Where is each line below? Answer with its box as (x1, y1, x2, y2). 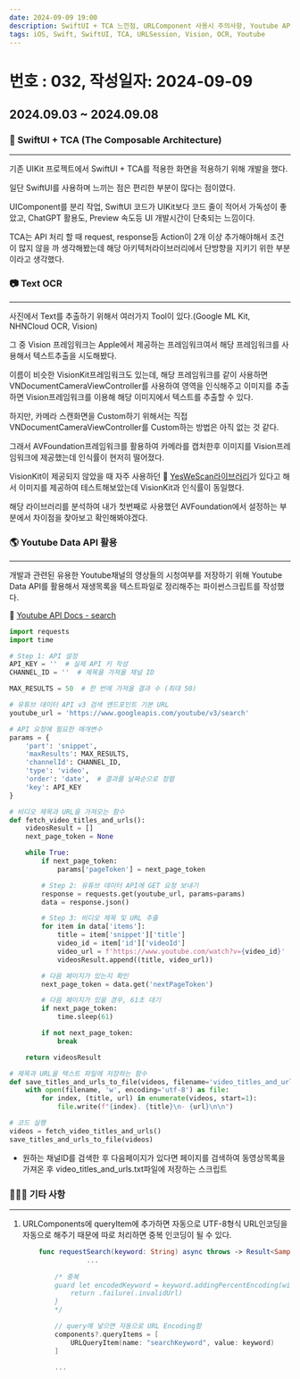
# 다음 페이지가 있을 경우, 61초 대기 (41, 996, 162, 1005)
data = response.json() (41, 898, 129, 907)
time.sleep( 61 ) (56, 1013, 114, 1022)
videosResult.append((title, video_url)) (56, 955, 214, 965)
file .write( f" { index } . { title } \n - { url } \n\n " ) (56, 1102, 234, 1112)
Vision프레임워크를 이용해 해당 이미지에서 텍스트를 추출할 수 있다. (25, 391, 254, 402)
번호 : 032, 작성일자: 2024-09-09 (9, 71, 253, 91)
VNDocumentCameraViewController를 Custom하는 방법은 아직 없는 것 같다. (9, 422, 279, 432)
